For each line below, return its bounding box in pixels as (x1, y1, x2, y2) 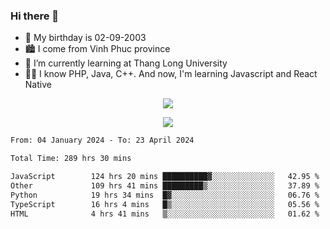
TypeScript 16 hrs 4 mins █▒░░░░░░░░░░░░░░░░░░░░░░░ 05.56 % (10, 199, 320, 209)
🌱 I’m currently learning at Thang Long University (24, 57, 228, 69)
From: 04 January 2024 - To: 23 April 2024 (10, 135, 195, 146)
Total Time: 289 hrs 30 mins (10, 154, 132, 164)
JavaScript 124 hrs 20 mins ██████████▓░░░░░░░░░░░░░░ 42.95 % (10, 172, 320, 182)
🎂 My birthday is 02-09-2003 (24, 32, 147, 44)
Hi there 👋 (10, 9, 60, 23)
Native (24, 79, 52, 91)
